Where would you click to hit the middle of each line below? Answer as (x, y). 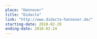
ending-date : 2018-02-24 (31, 29)
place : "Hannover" (24, 10)
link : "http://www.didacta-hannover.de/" (49, 19)
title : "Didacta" (23, 15)
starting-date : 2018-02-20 (33, 24)
